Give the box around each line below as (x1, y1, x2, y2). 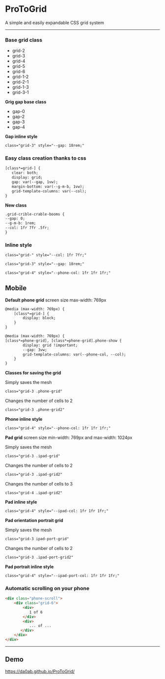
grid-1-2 (12, 74, 29, 80)
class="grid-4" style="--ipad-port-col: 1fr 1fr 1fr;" (5, 573, 120, 578)
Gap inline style (5, 134, 38, 139)
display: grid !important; (23, 343, 78, 348)
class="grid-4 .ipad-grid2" (5, 490, 63, 495)
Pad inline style (5, 499, 37, 505)
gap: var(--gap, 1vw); (11, 180, 58, 185)
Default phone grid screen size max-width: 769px (5, 297, 107, 303)
